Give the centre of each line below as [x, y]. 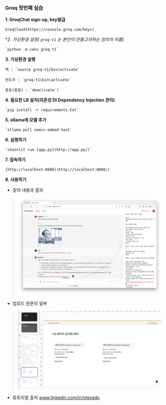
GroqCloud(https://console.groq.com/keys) [50, 30]
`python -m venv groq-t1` [32, 50]
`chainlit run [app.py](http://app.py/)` [49, 150]
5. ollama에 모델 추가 [26, 120]
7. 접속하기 [15, 160]
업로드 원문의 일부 [30, 303]
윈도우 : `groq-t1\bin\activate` [38, 80]
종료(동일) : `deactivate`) [32, 90]
